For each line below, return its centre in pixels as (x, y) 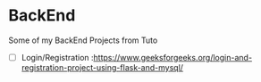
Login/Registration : (58, 57)
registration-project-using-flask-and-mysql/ (102, 67)
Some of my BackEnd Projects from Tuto (83, 40)
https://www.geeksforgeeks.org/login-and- (173, 57)
